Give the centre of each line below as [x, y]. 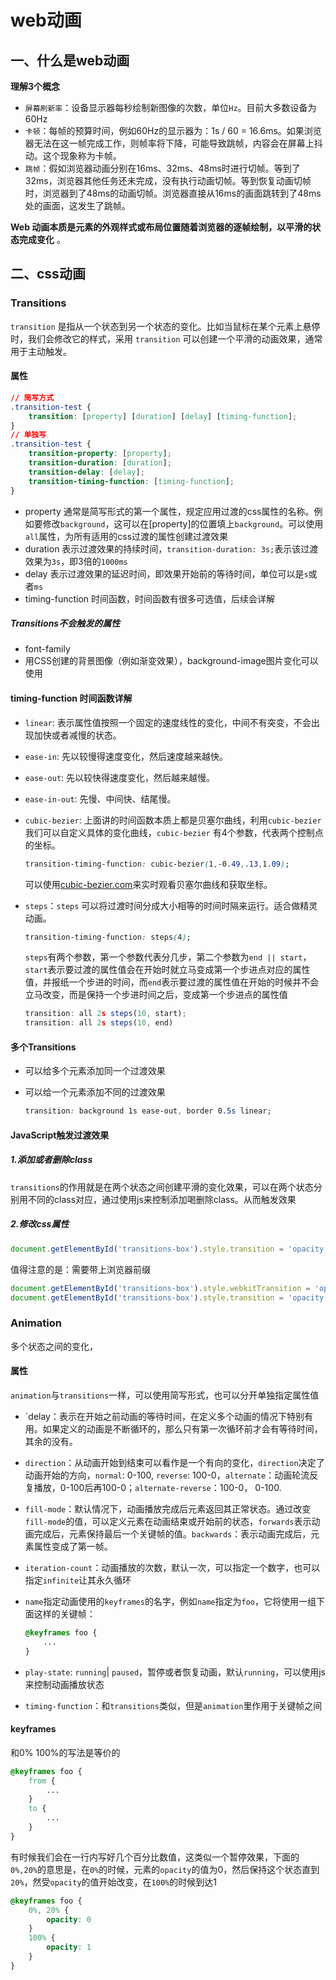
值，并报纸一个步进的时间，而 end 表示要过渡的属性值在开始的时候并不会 [172, 982]
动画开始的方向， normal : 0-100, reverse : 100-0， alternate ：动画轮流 [167, 1475]
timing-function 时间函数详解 [71, 698]
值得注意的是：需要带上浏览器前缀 [80, 1269]
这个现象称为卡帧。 [82, 155]
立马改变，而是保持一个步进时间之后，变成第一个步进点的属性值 [156, 995]
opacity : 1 [69, 1947]
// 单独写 [28, 435]
